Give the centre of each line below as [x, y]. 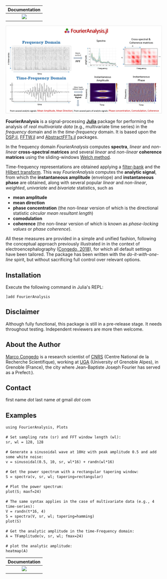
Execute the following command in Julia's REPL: [55, 287]
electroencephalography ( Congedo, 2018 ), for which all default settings [79, 249]
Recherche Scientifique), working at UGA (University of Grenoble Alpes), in [82, 362]
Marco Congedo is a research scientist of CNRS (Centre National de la [77, 356]
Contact [18, 388]
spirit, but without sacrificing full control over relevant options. [78, 260]
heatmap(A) [17, 551]
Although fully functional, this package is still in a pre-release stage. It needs [84, 324]
